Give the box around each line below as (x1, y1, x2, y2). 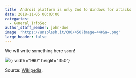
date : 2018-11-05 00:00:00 (5, 12, 60, 17)
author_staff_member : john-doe (5, 25, 68, 30)
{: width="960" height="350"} (10, 58, 70, 63)
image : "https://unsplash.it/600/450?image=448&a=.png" (5, 30, 120, 35)
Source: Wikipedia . (5, 67, 43, 73)
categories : (5, 16, 29, 21)
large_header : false (5, 35, 47, 39)
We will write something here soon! (5, 47, 75, 54)
